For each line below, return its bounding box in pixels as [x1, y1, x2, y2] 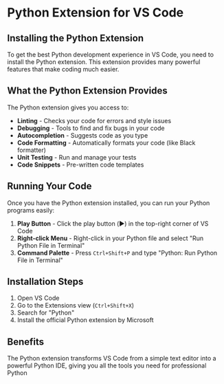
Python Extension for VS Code [7, 5, 184, 21]
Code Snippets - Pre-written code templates [16, 160, 144, 169]
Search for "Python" [16, 308, 75, 317]
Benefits [7, 336, 45, 348]
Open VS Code [16, 294, 60, 302]
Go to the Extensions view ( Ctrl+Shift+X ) [16, 301, 134, 310]
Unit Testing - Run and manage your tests [16, 153, 137, 161]
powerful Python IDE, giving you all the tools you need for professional [7, 361, 207, 370]
